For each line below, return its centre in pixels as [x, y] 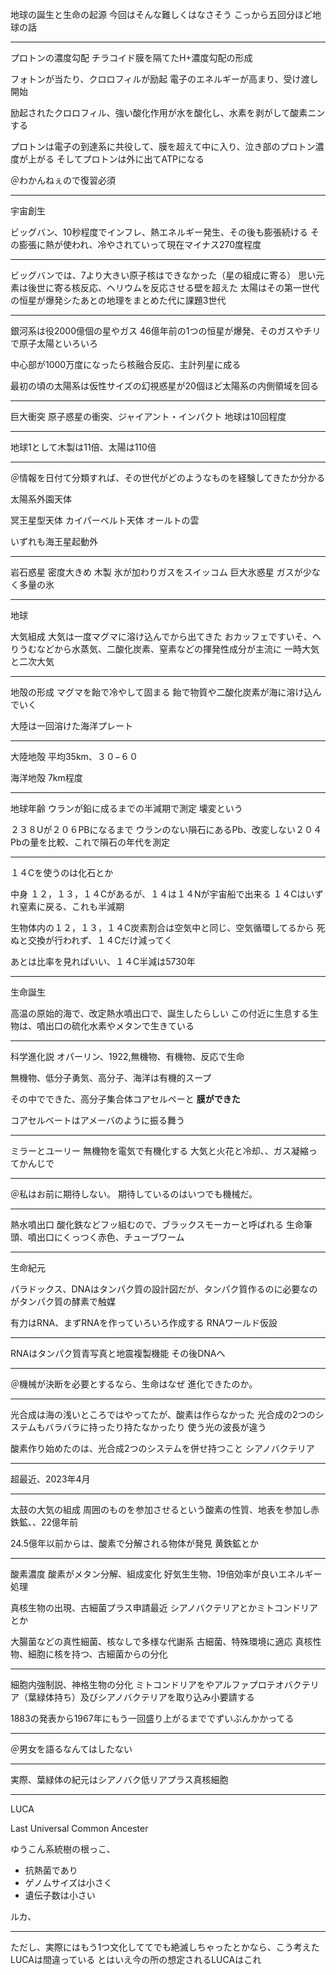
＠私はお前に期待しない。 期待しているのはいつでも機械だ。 [134, 1194]
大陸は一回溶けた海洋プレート [71, 726]
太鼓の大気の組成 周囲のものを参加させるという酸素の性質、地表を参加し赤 [165, 1509]
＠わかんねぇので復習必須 [63, 180]
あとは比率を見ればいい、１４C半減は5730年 [103, 961]
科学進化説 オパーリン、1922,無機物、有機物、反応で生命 [127, 1056]
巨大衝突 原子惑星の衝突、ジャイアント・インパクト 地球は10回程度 [148, 416]
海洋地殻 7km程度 [46, 777]
